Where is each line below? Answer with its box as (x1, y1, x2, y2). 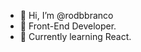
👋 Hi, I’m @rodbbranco (19, 10, 114, 21)
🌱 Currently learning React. (19, 31, 132, 42)
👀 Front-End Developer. (19, 20, 117, 32)
